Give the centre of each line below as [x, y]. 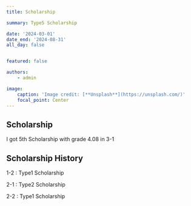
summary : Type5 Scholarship [42, 23]
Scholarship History [45, 158]
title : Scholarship [31, 12]
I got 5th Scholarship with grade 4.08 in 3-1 [60, 139]
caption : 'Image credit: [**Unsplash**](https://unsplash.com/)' [102, 95]
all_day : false [25, 45]
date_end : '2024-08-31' [36, 39]
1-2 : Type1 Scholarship [35, 173]
